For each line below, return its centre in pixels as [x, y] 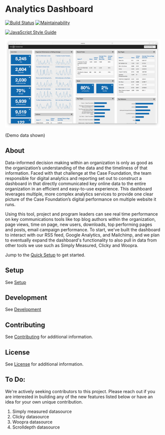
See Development [23, 310]
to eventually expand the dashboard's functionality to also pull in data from [81, 240]
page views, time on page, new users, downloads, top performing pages [79, 224]
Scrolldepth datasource [36, 427]
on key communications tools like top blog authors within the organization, [81, 219]
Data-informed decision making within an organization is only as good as [79, 162]
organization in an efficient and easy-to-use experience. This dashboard [79, 188]
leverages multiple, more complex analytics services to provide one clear [79, 194]
